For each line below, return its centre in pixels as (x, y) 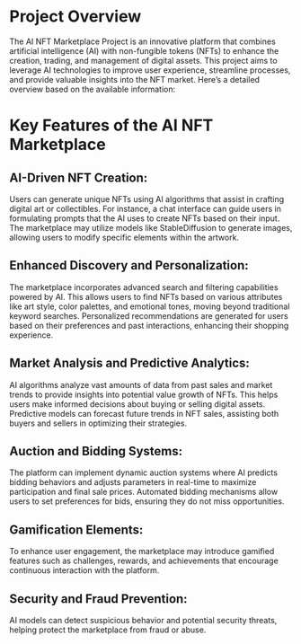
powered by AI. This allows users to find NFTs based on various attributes (146, 296)
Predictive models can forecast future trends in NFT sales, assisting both (144, 413)
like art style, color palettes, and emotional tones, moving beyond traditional (150, 306)
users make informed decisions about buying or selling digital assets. (137, 404)
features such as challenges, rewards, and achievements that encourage (144, 561)
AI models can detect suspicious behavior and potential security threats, (143, 620)
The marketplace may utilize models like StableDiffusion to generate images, (151, 227)
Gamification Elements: (76, 529)
